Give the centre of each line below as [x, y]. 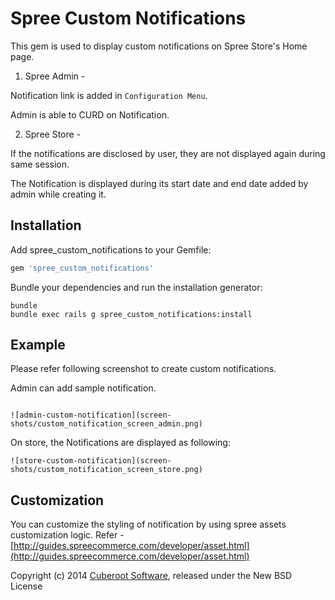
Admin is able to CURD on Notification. [90, 114]
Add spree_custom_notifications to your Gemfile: [111, 249]
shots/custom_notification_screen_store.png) [106, 470]
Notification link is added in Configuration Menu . [109, 95]
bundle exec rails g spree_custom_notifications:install [131, 314]
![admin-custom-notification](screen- [91, 415]
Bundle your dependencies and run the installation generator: [136, 287]
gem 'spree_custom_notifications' [82, 268]
